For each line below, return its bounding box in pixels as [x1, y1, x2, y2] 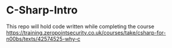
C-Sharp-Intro [6, 4, 78, 17]
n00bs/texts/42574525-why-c [6, 35, 80, 42]
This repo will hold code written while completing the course [6, 23, 155, 30]
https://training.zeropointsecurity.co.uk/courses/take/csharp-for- [6, 29, 166, 36]
